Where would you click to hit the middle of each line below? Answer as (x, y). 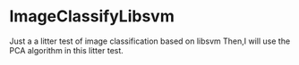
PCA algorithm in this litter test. (66, 50)
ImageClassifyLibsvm (92, 16)
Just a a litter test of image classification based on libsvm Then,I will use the (150, 41)
